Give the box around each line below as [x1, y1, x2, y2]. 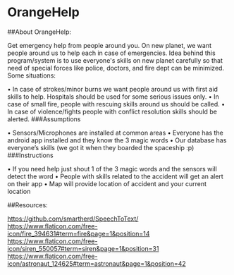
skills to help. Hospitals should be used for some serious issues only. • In [7, 92, 220, 101]
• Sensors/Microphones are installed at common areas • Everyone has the [7, 128, 223, 137]
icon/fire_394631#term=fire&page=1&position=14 [7, 229, 150, 238]
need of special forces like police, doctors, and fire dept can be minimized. [7, 63, 224, 72]
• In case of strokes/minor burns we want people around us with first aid [7, 85, 218, 93]
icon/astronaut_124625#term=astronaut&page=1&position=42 [7, 259, 187, 268]
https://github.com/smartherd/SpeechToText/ [7, 214, 139, 223]
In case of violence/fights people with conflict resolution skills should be [7, 107, 217, 116]
